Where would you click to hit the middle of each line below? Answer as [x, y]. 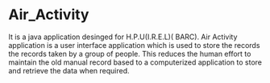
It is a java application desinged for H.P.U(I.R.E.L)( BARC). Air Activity [123, 37]
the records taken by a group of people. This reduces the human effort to [130, 53]
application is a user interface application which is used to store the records [134, 45]
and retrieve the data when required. [69, 70]
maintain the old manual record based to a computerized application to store [135, 62]
